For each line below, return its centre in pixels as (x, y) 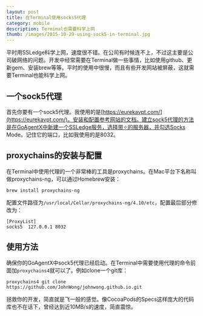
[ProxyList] (21, 221)
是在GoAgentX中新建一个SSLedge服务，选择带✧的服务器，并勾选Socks (96, 127)
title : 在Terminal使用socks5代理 (46, 18)
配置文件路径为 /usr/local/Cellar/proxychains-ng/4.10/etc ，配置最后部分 (99, 202)
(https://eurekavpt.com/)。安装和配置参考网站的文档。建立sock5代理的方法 (100, 119)
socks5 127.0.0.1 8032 (36, 227)
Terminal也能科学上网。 (41, 75)
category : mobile (28, 23)
